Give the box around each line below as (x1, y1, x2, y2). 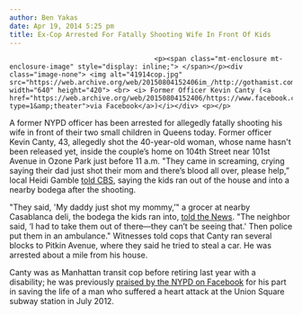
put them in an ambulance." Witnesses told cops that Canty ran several (9, 230, 272, 241)
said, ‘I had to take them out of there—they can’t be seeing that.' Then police (9, 221, 293, 232)
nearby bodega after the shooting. (9, 184, 137, 195)
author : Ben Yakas (9, 13, 78, 22)
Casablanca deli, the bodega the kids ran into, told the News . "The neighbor (9, 211, 290, 222)
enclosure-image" (9, 62, 75, 72)
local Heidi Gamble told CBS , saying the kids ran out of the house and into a (9, 175, 290, 185)
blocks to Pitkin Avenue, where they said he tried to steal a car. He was (9, 240, 272, 251)
